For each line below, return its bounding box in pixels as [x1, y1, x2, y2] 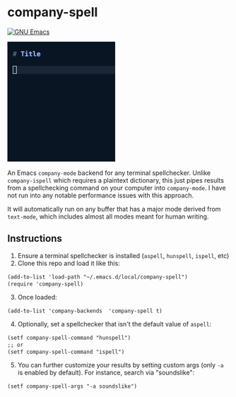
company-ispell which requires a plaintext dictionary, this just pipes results [7, 176, 225, 184]
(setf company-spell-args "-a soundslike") [7, 382, 138, 390]
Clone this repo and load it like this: [17, 259, 120, 267]
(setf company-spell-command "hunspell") [7, 334, 131, 341]
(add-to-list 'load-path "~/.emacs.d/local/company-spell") [7, 273, 189, 281]
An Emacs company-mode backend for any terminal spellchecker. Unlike [7, 169, 211, 177]
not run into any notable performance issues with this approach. [7, 191, 194, 200]
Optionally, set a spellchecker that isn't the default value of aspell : [17, 319, 212, 328]
